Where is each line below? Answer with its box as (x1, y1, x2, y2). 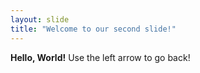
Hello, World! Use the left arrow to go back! (10, 51, 191, 63)
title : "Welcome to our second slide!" (10, 24, 177, 34)
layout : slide (10, 14, 70, 25)
